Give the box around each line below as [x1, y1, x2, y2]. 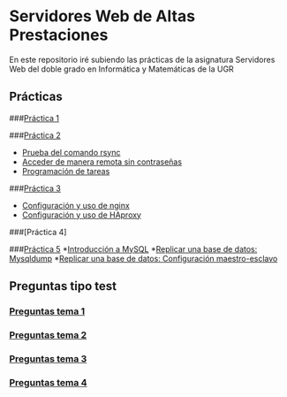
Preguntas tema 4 [9, 376, 87, 388]
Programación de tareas [21, 165, 110, 176]
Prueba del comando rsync [21, 147, 121, 157]
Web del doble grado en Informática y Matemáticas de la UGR [9, 64, 234, 74]
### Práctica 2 [9, 130, 62, 141]
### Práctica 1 [9, 112, 60, 123]
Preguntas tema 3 [9, 352, 87, 364]
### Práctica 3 [9, 183, 62, 194]
